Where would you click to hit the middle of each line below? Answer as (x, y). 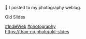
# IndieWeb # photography (30, 26)
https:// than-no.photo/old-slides (37, 31)
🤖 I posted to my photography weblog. (43, 8)
